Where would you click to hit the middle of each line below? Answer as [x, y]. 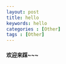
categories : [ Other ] [34, 29]
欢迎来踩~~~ [22, 55]
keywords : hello [27, 23]
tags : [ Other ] [25, 35]
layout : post [23, 12]
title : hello [23, 18]
